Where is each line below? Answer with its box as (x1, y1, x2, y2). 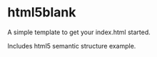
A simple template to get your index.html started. (7, 28, 151, 36)
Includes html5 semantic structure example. (7, 41, 136, 50)
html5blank (7, 4, 76, 21)
